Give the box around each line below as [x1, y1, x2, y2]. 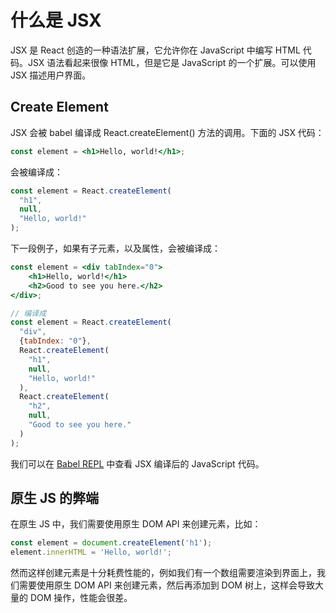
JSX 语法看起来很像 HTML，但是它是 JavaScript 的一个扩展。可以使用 [27, 56, 317, 68]
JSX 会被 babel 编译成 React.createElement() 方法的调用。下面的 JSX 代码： [10, 126, 325, 138]
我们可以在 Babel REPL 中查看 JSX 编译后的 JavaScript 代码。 [10, 457, 265, 470]
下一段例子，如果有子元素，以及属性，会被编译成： [10, 242, 221, 254]
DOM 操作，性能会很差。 [29, 592, 133, 604]
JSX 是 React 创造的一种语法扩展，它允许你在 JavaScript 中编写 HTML [10, 44, 301, 56]
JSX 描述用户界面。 [10, 69, 92, 81]
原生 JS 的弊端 [10, 490, 99, 507]
